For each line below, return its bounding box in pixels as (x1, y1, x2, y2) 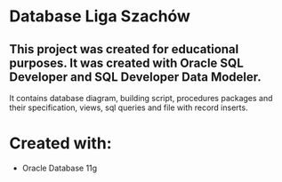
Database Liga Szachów (9, 6, 191, 27)
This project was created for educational (9, 42, 239, 57)
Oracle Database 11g (21, 162, 98, 173)
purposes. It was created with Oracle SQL (9, 55, 245, 70)
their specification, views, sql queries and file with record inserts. (9, 102, 248, 113)
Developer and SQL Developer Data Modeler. (9, 69, 262, 84)
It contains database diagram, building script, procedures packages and (9, 93, 273, 103)
